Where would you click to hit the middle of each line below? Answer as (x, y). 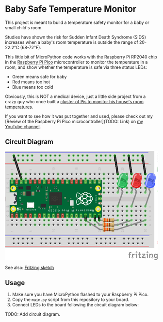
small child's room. (24, 27)
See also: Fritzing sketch (30, 267)
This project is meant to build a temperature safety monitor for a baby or (77, 22)
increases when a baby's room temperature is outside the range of (72, 42)
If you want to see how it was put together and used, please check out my (79, 116)
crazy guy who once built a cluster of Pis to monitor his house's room (74, 101)
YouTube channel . (23, 126)
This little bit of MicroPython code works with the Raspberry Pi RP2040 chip (81, 57)
